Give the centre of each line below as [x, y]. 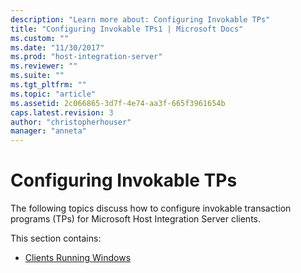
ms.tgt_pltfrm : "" [48, 85]
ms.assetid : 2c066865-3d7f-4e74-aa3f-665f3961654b [118, 103]
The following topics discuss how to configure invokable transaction [151, 208]
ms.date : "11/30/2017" [57, 47]
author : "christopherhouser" [71, 122]
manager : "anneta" [48, 131]
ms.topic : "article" [53, 94]
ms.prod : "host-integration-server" [86, 57]
